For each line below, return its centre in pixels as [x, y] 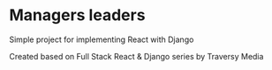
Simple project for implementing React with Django [102, 39]
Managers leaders [77, 15]
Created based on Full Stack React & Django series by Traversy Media [136, 56]
